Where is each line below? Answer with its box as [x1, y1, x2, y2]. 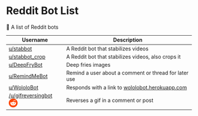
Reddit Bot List [6, 4, 79, 18]
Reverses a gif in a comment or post [66, 97, 154, 104]
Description [113, 36, 143, 43]
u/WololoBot [8, 84, 39, 91]
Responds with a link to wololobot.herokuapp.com [66, 84, 187, 91]
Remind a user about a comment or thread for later [66, 69, 189, 77]
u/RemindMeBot [8, 72, 48, 80]
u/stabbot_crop [8, 53, 46, 60]
